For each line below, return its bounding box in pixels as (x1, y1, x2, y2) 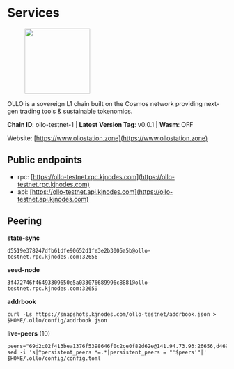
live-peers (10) (7, 329, 51, 338)
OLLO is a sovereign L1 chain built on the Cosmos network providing (7, 99, 203, 107)
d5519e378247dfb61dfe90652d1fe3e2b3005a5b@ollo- (7, 247, 151, 254)
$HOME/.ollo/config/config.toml (7, 354, 101, 362)
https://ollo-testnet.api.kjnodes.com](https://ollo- (31, 187, 173, 196)
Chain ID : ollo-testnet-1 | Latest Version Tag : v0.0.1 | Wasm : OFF (7, 120, 194, 128)
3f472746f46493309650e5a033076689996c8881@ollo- (7, 279, 151, 286)
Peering (7, 215, 42, 227)
